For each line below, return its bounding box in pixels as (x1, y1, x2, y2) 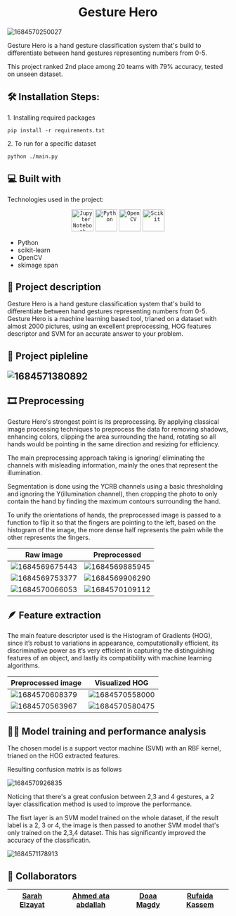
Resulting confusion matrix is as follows (7, 765, 122, 774)
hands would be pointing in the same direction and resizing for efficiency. (7, 439, 220, 448)
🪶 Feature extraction (7, 609, 102, 621)
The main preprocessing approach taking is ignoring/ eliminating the (7, 453, 205, 462)
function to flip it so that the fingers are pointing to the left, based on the (7, 518, 216, 527)
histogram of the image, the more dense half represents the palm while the (7, 525, 223, 534)
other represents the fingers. (7, 533, 91, 541)
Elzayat (20, 900, 45, 910)
